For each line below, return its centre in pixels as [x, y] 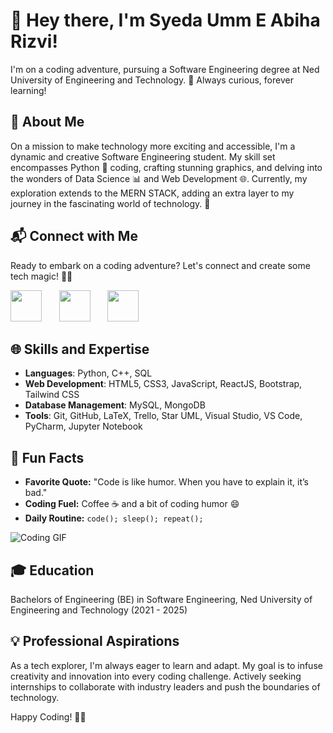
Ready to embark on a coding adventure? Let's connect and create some [160, 265]
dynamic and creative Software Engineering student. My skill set [143, 156]
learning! [28, 90]
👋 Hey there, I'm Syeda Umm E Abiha [165, 20]
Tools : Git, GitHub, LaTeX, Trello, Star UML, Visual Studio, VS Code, [163, 416]
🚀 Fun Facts [47, 457]
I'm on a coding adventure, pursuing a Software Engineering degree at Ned [165, 69]
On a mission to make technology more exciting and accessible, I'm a [153, 146]
